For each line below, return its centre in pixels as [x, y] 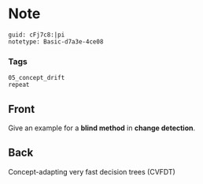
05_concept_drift [37, 78]
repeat [19, 85]
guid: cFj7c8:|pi [37, 35]
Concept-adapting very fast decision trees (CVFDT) [92, 171]
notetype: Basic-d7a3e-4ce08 [56, 41]
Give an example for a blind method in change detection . [101, 128]
